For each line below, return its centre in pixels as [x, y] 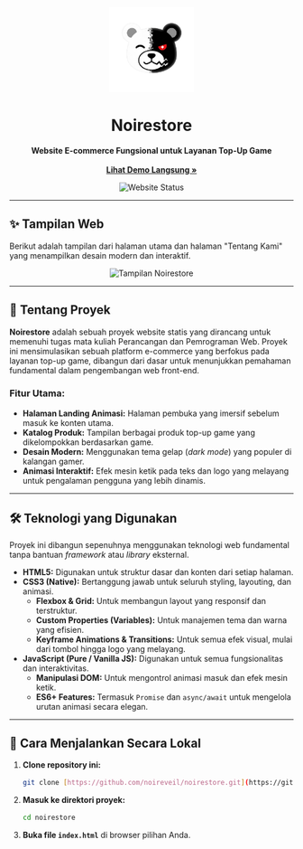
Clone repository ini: [61, 765]
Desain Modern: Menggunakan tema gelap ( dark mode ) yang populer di [157, 451]
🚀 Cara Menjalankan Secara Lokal [105, 744]
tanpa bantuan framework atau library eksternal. [99, 554]
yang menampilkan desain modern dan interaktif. [100, 255]
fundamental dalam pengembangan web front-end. [105, 370]
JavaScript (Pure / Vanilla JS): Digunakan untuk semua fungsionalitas [153, 658]
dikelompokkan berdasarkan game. [88, 442]
